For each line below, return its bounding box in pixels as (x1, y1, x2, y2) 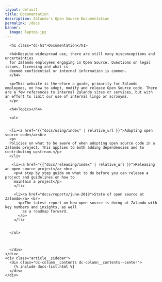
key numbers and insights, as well (5, 205, 77, 210)
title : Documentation (5, 12, 49, 17)
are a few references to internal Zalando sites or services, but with (5, 90, 153, 95)
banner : (5, 25, 21, 30)
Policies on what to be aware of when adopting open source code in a (9, 141, 155, 146)
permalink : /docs (5, 20, 40, 26)
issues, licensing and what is (5, 64, 68, 69)
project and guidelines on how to (5, 175, 75, 180)
